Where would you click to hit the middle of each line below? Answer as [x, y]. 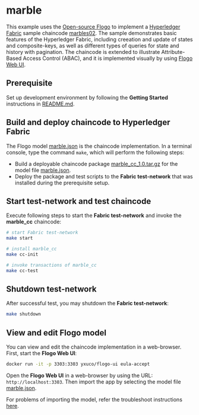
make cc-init [22, 254]
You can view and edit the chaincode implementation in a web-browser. [94, 347]
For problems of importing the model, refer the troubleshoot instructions [94, 400]
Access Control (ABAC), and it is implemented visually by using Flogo [108, 58]
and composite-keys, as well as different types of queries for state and [93, 46]
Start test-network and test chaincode [79, 201]
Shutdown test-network [51, 289]
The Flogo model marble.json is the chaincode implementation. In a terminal [99, 146]
